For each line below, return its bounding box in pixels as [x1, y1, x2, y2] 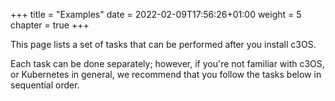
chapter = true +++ [10, 19, 90, 31]
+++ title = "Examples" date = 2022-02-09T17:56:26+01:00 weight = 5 [10, 9, 302, 20]
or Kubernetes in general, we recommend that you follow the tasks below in [10, 69, 322, 80]
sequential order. [10, 79, 80, 91]
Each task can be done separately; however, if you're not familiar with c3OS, [10, 58, 325, 69]
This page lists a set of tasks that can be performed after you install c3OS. [10, 39, 317, 50]
